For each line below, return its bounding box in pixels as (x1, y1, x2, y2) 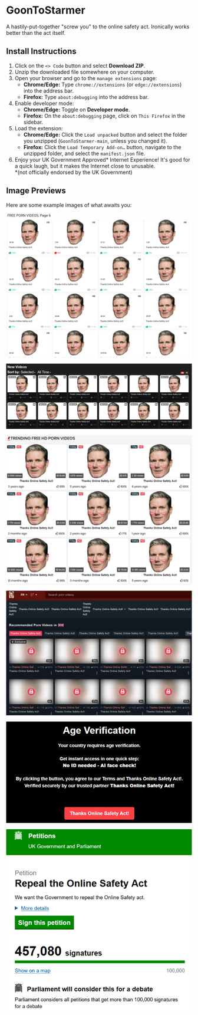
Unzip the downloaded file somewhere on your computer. (14, 68, 155, 75)
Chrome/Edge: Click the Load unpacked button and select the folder (23, 131, 187, 138)
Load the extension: (14, 124, 63, 132)
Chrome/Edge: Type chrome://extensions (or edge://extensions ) (23, 81, 182, 88)
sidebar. (23, 119, 44, 126)
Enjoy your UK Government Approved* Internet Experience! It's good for (14, 156, 190, 163)
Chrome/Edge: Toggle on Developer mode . (23, 106, 130, 113)
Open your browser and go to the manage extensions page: (14, 74, 157, 81)
